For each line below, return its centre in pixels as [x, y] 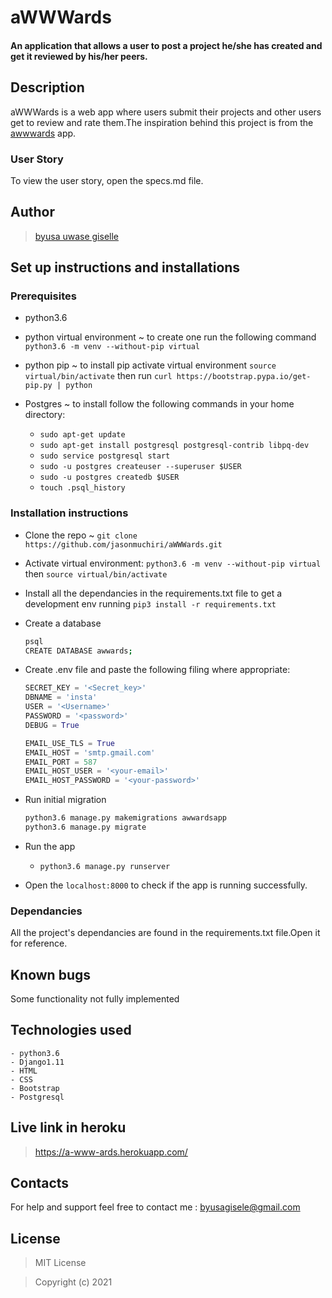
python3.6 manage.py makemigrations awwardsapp [125, 818]
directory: [45, 415]
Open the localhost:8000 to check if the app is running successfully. [166, 885]
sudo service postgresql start [105, 456]
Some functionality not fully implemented [95, 999]
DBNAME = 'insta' [61, 697]
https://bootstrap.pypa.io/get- [244, 377]
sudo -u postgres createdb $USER [109, 477]
